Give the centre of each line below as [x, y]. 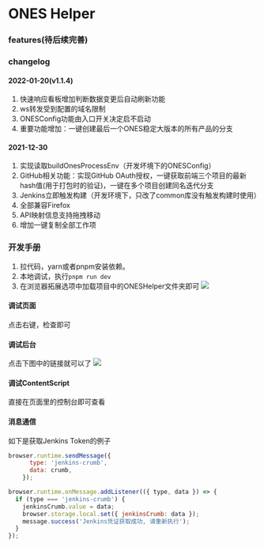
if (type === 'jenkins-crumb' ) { [70, 499]
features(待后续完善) [48, 40]
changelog [29, 62]
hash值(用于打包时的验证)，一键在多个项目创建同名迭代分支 [117, 186]
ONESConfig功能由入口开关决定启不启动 [85, 119]
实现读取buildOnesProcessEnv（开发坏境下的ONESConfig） [117, 166]
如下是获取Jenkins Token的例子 [60, 440]
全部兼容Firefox [45, 206]
